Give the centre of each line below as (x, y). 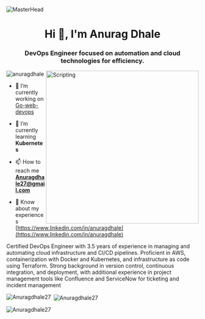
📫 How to (28, 162)
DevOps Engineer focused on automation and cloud (103, 53)
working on (29, 99)
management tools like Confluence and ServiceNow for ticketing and (93, 279)
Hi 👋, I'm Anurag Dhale (103, 34)
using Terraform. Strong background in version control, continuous (90, 266)
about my (27, 208)
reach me (27, 170)
